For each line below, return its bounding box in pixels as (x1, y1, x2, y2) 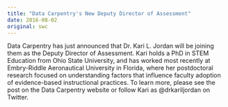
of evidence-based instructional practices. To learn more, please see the (7, 79, 215, 87)
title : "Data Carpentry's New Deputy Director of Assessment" (7, 10, 191, 17)
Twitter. (7, 93, 29, 101)
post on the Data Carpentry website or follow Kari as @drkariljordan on (7, 86, 211, 94)
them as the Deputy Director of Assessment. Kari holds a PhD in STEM (7, 49, 209, 57)
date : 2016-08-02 (7, 17, 58, 23)
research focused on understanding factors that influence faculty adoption (7, 71, 221, 79)
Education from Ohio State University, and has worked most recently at (7, 57, 211, 65)
